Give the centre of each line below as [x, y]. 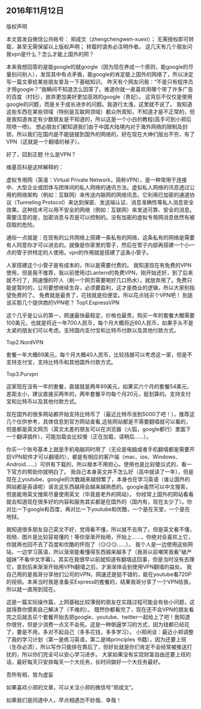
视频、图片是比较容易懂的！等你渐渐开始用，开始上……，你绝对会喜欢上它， [100, 537]
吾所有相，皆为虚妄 [30, 674]
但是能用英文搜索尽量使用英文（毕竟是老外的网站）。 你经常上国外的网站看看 [100, 494]
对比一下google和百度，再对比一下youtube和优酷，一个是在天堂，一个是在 [98, 509]
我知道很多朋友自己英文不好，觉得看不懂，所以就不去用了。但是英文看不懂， [100, 529]
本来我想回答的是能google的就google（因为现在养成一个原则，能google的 [97, 66]
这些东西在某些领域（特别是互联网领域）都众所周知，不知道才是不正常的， [98, 111]
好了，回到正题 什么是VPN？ [41, 154]
